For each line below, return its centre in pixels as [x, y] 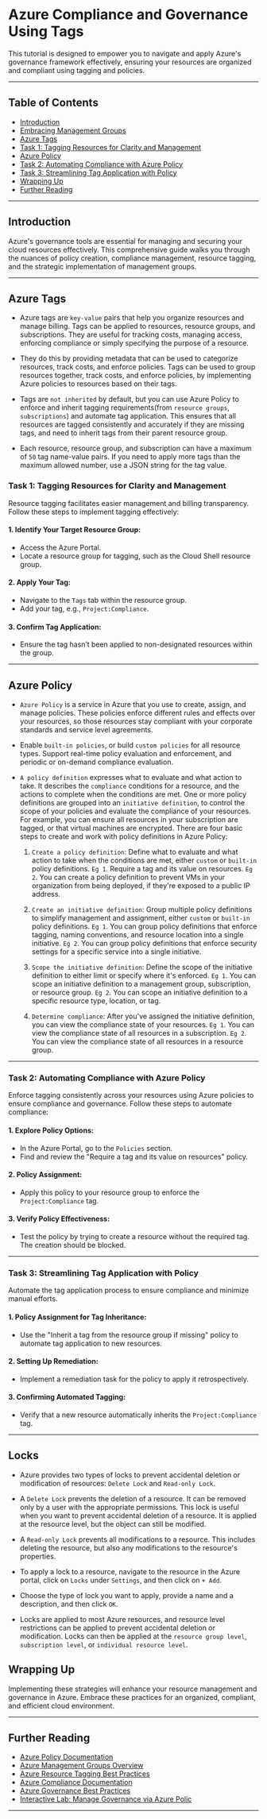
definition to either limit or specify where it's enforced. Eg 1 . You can [144, 975]
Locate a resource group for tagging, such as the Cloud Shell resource [135, 556]
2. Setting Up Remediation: [54, 1361]
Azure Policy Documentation [66, 1757]
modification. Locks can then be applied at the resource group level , [133, 1636]
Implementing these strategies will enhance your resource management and [133, 1689]
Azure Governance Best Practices [75, 1791]
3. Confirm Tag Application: [55, 627]
